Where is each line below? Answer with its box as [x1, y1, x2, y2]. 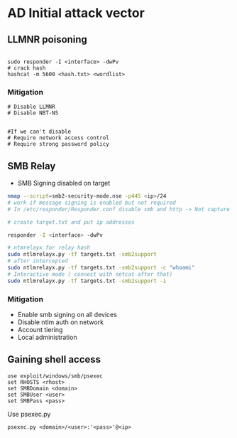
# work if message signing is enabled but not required [7, 199, 176, 206]
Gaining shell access [7, 353, 101, 365]
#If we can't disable [7, 128, 72, 136]
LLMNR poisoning [7, 33, 87, 46]
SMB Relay [7, 160, 56, 172]
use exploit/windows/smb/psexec [7, 372, 103, 380]
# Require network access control [7, 134, 110, 141]
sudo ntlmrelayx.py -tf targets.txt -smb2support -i [7, 277, 167, 284]
